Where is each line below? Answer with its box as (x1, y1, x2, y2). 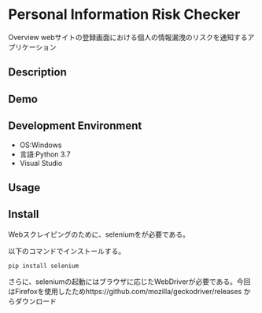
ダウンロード (14, 296, 57, 306)
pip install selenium (8, 262, 79, 270)
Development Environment (8, 120, 142, 133)
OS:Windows (19, 140, 62, 149)
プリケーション (8, 42, 57, 52)
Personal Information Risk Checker (8, 6, 241, 24)
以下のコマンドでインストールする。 (8, 246, 126, 256)
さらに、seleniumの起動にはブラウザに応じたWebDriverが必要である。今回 (8, 277, 251, 286)
